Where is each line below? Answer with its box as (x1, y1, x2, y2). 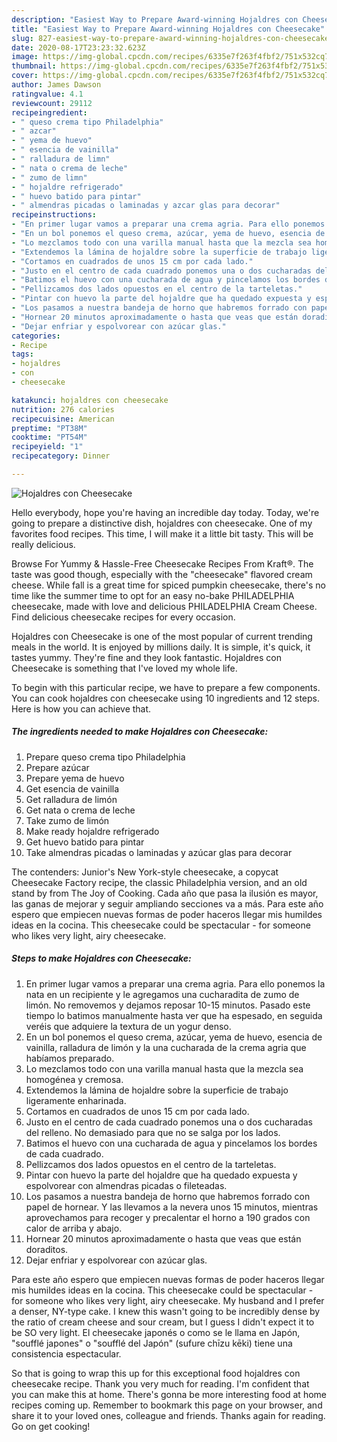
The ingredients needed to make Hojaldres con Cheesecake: (11, 726, 269, 738)
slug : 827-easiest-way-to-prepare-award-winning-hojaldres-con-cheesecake (11, 33, 330, 43)
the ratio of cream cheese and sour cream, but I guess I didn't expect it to (11, 1316, 315, 1328)
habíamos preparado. (25, 1052, 115, 1064)
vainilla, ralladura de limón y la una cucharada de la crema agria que (25, 1041, 307, 1053)
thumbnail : (11, 61, 57, 71)
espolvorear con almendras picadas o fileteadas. (25, 1179, 228, 1191)
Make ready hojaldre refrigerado (25, 825, 160, 837)
